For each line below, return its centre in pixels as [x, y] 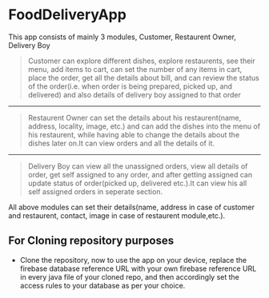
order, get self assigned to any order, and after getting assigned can [140, 174]
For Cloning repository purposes [91, 241]
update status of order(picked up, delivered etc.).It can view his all [137, 183]
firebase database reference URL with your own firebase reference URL [138, 268]
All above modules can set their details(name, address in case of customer [131, 207]
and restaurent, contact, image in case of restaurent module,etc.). [117, 215]
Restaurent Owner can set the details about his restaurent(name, [134, 117]
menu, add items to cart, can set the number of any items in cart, [135, 69]
